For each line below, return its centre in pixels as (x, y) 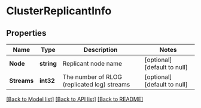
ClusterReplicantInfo (59, 11)
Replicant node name (92, 64)
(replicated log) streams (96, 84)
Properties (26, 33)
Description (100, 50)
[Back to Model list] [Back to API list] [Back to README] (75, 99)
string (48, 64)
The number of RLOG (92, 77)
